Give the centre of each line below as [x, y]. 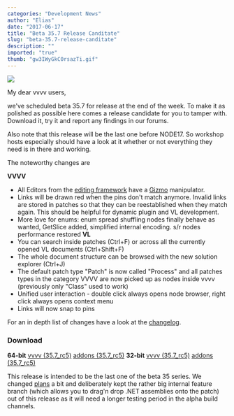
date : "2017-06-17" [36, 27]
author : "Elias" [31, 20]
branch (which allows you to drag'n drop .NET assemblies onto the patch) [114, 392]
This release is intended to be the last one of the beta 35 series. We [104, 376]
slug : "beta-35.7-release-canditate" [62, 40]
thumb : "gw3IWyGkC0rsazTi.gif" [53, 59]
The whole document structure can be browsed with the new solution [117, 257]
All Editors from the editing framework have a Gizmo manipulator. [111, 189]
